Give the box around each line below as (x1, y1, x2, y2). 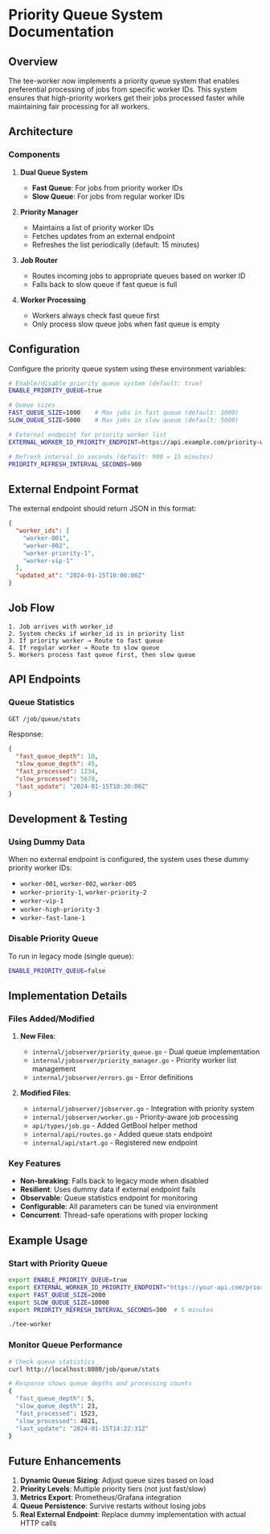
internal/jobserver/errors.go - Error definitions (31, 1073, 194, 1082)
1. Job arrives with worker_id (8, 622, 113, 630)
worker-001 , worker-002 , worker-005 (19, 879, 137, 888)
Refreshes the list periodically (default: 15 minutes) (31, 240, 200, 249)
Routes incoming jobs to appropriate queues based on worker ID (31, 271, 246, 281)
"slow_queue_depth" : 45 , (15, 760, 99, 769)
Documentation (8, 23, 115, 41)
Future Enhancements (8, 1454, 122, 1468)
